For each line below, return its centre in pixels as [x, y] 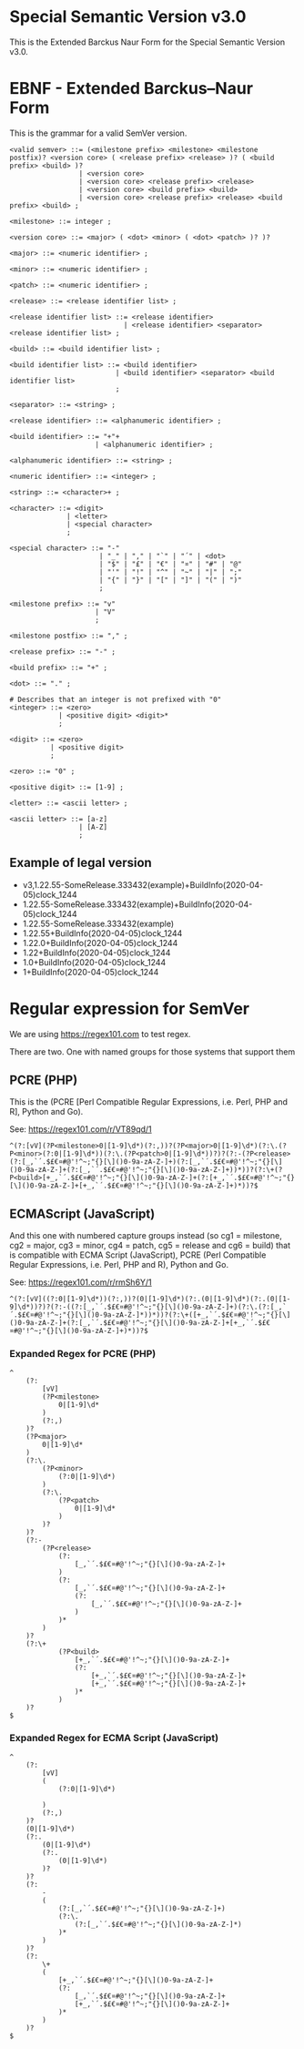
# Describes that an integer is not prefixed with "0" [116, 699]
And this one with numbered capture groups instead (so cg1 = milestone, [146, 1236]
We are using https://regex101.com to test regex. [100, 1034]
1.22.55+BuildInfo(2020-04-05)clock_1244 [102, 933]
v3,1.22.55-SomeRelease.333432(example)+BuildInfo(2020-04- [143, 884]
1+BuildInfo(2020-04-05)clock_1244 [91, 972]
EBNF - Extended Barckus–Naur [131, 89]
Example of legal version [81, 863]
